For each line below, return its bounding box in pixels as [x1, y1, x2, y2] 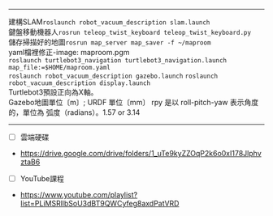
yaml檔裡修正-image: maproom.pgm [8, 48, 130, 57]
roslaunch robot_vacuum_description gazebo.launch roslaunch [8, 72, 218, 80]
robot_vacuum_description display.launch [8, 79, 151, 87]
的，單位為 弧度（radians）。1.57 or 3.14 [8, 108, 141, 117]
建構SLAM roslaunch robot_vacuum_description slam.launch [8, 17, 210, 27]
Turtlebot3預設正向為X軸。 [8, 87, 98, 97]
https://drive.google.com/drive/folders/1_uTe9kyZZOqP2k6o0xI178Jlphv [19, 149, 262, 159]
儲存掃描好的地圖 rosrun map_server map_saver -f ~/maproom [8, 37, 211, 47]
